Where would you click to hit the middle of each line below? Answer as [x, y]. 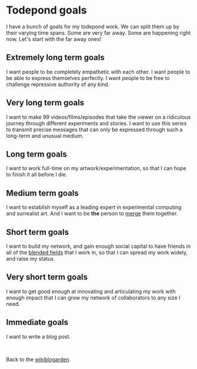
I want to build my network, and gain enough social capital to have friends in [98, 246]
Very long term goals [45, 103]
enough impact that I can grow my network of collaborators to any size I [93, 297]
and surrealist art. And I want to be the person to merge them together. [92, 214]
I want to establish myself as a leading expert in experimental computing [94, 207]
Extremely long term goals [55, 57]
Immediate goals [37, 322]
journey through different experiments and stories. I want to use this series [96, 123]
